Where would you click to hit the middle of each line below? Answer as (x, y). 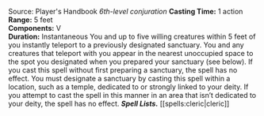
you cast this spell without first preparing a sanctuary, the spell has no (123, 70)
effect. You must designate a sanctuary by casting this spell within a (119, 79)
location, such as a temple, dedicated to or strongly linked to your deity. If (128, 87)
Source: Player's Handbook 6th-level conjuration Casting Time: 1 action (126, 11)
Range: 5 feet (31, 20)
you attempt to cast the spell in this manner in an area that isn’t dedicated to (132, 95)
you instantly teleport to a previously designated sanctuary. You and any (126, 45)
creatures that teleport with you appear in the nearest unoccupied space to (131, 53)
